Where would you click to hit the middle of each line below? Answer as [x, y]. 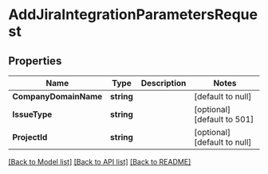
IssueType [32, 114]
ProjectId [30, 137]
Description [164, 83]
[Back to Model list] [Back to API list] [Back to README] [100, 162]
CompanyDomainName [57, 97]
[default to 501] [224, 119]
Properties [35, 61]
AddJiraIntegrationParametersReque [133, 15]
